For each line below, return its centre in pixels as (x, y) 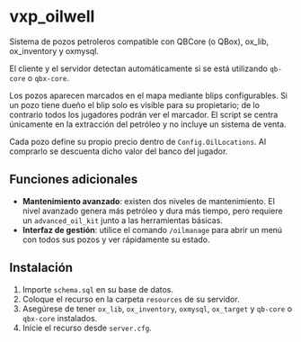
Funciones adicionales (74, 180)
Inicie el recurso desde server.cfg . (87, 328)
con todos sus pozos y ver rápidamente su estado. (116, 239)
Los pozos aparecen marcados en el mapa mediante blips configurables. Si (149, 95)
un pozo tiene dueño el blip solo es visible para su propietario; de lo (135, 104)
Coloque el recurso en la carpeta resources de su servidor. (131, 299)
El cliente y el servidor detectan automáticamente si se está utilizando (138, 68)
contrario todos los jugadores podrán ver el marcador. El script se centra (144, 114)
